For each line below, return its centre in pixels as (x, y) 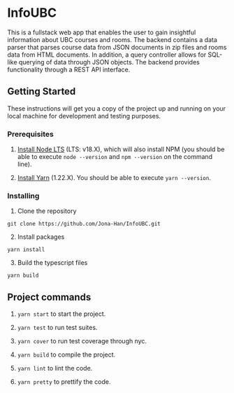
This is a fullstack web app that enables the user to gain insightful (102, 32)
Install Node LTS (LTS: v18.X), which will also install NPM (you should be (121, 149)
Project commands (49, 297)
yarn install (26, 250)
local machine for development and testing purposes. (84, 116)
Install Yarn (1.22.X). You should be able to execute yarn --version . (114, 178)
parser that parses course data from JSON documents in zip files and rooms (117, 47)
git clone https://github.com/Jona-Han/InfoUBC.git (84, 224)
